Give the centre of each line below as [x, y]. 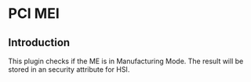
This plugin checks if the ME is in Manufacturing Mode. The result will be [126, 61]
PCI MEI [34, 14]
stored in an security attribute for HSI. [69, 70]
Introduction [39, 43]
